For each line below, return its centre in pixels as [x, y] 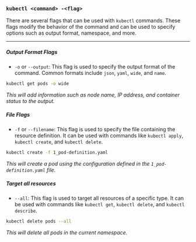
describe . [26, 210]
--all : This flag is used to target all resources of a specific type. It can [99, 198]
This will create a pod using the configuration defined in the [78, 163]
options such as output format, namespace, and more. [71, 33]
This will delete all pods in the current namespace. [67, 232]
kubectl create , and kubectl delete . [59, 142]
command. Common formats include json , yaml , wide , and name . [90, 73]
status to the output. [31, 101]
